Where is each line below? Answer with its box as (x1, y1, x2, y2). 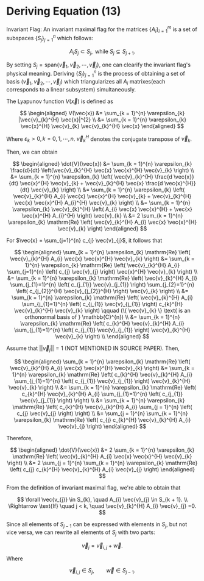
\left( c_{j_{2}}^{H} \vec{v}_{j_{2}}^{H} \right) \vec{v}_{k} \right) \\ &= (16, 288, 189, 295)
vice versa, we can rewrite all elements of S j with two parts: (6, 529, 155, 537)
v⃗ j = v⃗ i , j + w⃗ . (82, 541, 123, 551)
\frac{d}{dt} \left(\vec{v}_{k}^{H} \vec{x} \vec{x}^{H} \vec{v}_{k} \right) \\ (10, 166, 195, 174)
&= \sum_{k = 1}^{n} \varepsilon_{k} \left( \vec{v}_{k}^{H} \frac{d (10, 173, 172, 180)
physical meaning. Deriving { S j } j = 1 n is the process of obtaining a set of (6, 69, 186, 79)
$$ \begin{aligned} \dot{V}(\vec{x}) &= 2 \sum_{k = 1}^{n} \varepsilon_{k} (10, 446, 195, 454)
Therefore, (6, 434, 33, 441)
